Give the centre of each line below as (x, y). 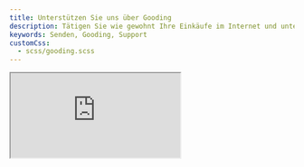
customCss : (30, 43)
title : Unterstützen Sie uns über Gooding (90, 18)
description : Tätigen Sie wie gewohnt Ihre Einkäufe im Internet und (143, 26)
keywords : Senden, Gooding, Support (78, 34)
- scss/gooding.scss (56, 51)
